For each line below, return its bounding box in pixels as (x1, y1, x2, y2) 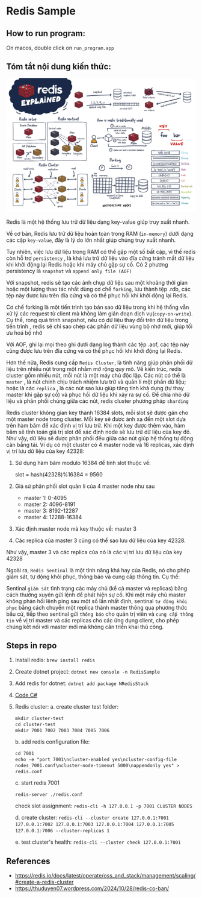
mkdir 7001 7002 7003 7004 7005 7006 (14, 728, 110, 734)
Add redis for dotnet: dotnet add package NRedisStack (14, 680, 149, 687)
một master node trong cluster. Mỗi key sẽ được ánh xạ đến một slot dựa (6, 415, 186, 423)
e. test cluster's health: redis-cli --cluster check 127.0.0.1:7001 (14, 838, 182, 846)
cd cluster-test (14, 722, 56, 728)
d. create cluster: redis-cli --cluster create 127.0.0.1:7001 (14, 814, 170, 821)
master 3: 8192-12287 (23, 507, 78, 514)
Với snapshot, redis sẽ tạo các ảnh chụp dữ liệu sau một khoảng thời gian (6, 279, 188, 286)
